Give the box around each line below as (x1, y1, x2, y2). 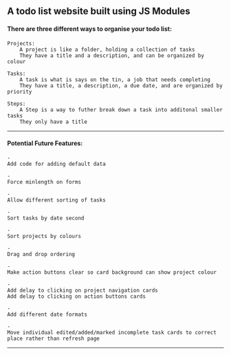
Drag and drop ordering (7, 250, 76, 257)
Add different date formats (7, 311, 88, 318)
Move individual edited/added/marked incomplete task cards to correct (7, 329, 217, 336)
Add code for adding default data (7, 160, 107, 167)
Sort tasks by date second (7, 215, 85, 222)
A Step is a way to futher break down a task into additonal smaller (19, 106, 223, 113)
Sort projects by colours (7, 233, 81, 239)
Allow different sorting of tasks (7, 196, 107, 204)
